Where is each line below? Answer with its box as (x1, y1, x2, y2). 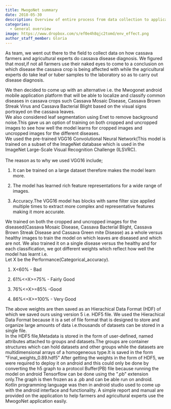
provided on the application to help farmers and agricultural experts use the (5, 392, 164, 398)
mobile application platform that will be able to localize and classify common (5, 92, 165, 98)
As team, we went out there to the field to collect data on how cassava (5, 49, 153, 56)
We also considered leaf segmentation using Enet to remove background (5, 114, 158, 120)
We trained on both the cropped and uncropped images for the (5, 218, 137, 224)
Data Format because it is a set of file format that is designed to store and (5, 317, 160, 323)
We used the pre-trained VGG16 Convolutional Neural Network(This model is (5, 136, 166, 142)
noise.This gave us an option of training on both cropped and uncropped (5, 119, 158, 125)
